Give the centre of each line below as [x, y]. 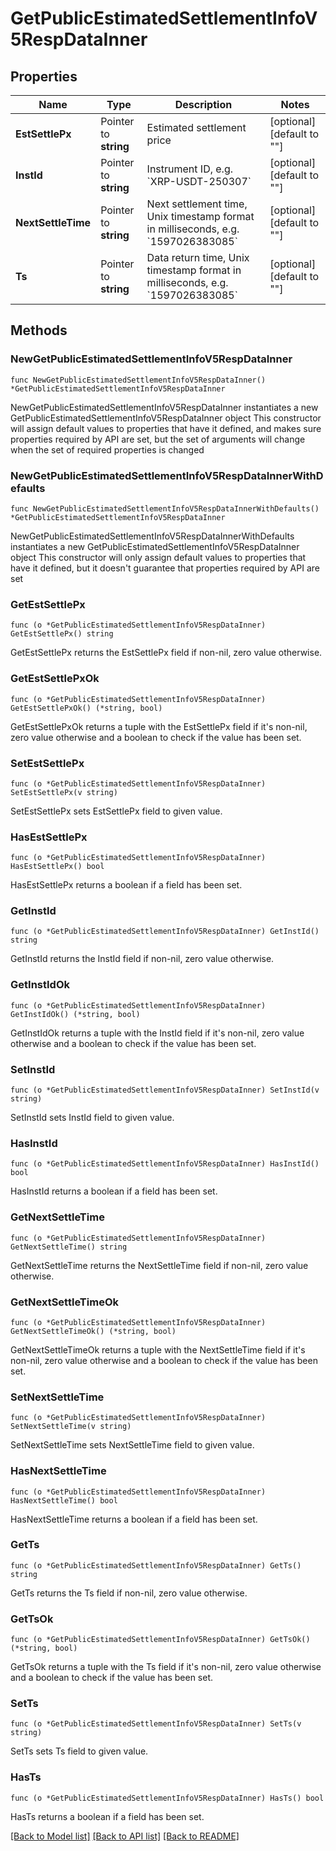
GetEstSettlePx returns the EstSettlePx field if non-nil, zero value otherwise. [166, 653]
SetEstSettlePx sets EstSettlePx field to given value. [116, 811]
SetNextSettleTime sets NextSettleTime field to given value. [132, 1445]
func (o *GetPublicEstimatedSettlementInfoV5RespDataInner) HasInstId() [165, 1164]
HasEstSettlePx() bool [57, 867]
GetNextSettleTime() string [69, 1247]
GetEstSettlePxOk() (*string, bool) [86, 708]
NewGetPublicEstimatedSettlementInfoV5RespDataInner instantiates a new [164, 407]
